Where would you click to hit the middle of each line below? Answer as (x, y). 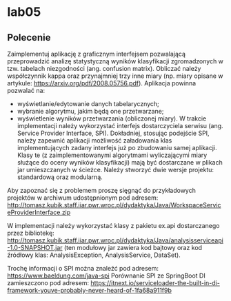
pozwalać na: (26, 91)
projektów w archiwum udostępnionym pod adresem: (83, 198)
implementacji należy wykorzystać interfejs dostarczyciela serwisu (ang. (120, 126)
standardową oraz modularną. (60, 177)
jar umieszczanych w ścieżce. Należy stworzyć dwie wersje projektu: (115, 170)
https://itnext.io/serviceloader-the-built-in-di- (155, 283)
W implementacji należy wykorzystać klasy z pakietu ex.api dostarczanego (113, 226)
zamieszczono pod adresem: (48, 283)
